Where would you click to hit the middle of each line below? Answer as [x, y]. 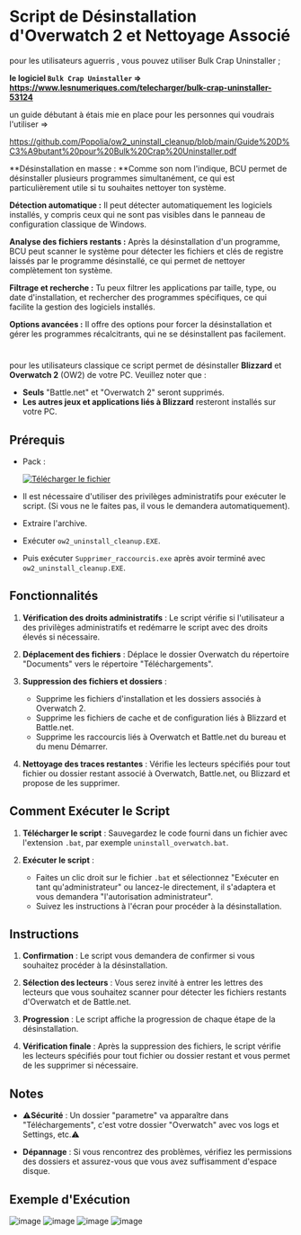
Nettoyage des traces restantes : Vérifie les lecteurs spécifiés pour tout [156, 764]
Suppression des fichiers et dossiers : [95, 681]
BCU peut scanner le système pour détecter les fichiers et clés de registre [146, 251]
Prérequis [37, 439]
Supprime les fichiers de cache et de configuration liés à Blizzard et [161, 718]
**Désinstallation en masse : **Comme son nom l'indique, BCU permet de [148, 168]
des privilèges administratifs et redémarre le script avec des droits [145, 627]
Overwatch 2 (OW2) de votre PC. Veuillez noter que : [108, 375]
